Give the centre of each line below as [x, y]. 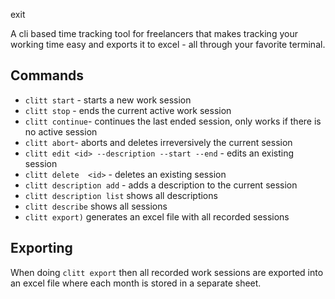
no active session [61, 131]
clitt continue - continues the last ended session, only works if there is [173, 121]
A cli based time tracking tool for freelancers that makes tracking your [154, 33]
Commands [47, 75]
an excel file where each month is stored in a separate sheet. [136, 283]
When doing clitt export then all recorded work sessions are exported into [167, 272]
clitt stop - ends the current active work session [128, 110]
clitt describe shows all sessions [96, 206]
